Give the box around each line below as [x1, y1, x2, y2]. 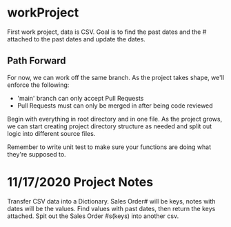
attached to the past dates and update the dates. [7, 34, 146, 43]
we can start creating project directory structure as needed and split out [7, 122, 212, 130]
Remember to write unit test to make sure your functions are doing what [7, 143, 212, 151]
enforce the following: [7, 81, 70, 89]
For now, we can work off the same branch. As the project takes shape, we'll [7, 73, 225, 81]
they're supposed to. [7, 150, 67, 158]
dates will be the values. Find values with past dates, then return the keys [7, 204, 216, 213]
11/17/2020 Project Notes [7, 174, 154, 190]
